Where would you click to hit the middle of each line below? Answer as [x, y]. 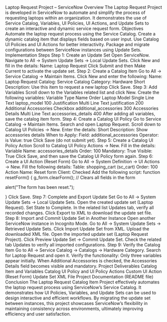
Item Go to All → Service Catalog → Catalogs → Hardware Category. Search [83, 250]
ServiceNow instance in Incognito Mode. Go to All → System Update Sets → [83, 223]
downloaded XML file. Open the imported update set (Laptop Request [77, 234]
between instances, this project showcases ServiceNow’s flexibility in [77, 303]
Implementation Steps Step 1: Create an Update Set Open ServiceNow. [78, 55]
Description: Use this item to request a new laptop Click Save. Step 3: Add [81, 87]
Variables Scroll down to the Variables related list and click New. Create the [82, 92]
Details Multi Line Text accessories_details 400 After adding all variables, [80, 114]
